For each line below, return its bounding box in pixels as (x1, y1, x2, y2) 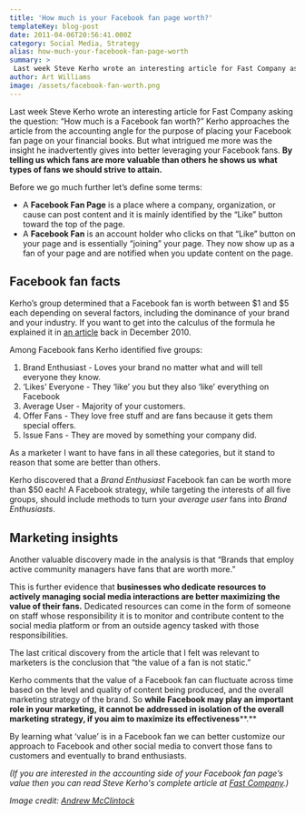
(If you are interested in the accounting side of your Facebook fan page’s (9, 768, 283, 779)
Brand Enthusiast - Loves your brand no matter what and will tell (22, 362, 263, 373)
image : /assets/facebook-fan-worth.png (9, 81, 161, 90)
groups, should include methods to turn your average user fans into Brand (9, 494, 288, 505)
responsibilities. (9, 629, 68, 641)
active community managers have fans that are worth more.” (9, 564, 236, 575)
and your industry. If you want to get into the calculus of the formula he (9, 317, 275, 328)
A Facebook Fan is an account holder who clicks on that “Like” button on (22, 228, 297, 239)
